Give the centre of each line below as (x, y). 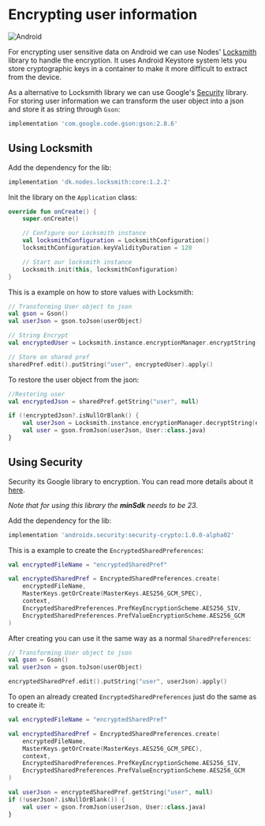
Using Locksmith (50, 148)
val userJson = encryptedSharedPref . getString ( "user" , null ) (111, 793)
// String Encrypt (38, 335)
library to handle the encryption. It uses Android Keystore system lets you (127, 60)
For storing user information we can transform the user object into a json (126, 100)
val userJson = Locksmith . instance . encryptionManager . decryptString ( (139, 423)
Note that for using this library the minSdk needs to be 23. (103, 505)
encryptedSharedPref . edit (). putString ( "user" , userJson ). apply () (118, 682)
